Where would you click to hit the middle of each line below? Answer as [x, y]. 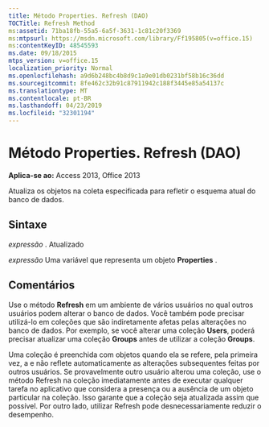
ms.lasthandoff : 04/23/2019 [55, 106]
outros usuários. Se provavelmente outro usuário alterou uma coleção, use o [135, 371]
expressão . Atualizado [46, 244]
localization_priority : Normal [61, 68]
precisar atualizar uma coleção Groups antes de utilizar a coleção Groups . [132, 338]
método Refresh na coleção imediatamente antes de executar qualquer [126, 380]
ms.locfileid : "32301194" [51, 114]
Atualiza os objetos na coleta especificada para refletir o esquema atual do [132, 191]
